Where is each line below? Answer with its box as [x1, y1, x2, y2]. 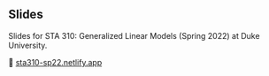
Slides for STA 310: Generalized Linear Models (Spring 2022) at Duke [8, 30, 260, 41]
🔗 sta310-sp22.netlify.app [8, 57, 103, 67]
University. [8, 40, 48, 50]
